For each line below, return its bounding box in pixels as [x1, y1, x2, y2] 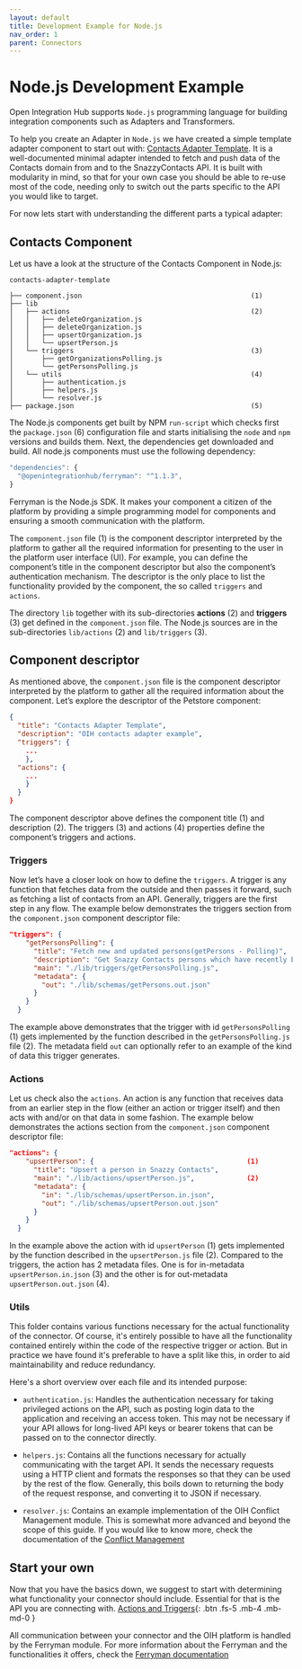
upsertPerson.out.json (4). [9, 1278, 110, 1290]
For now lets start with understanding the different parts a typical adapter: [9, 209, 283, 219]
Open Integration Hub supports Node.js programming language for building [9, 107, 288, 118]
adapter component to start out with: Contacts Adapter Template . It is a [9, 143, 273, 154]
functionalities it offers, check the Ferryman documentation [9, 1649, 229, 1660]
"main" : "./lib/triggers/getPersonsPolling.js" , [32, 963, 219, 972]
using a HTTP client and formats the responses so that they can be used [22, 1469, 291, 1479]
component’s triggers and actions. [9, 832, 137, 843]
